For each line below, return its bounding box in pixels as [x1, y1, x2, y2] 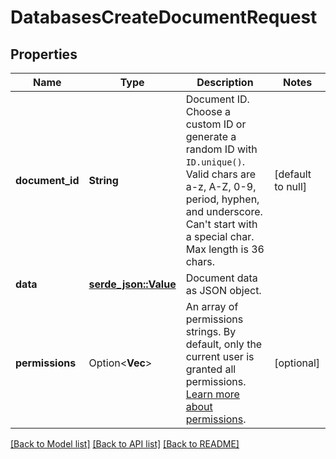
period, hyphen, [185, 192, 260, 206]
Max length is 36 [185, 242, 265, 256]
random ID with [185, 142, 258, 156]
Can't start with [185, 217, 258, 231]
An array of [185, 300, 239, 313]
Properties [10, 46, 78, 63]
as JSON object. [185, 284, 262, 297]
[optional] [274, 356, 321, 370]
